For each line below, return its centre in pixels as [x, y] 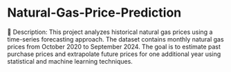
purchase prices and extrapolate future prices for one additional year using [114, 54]
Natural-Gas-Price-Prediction [94, 13]
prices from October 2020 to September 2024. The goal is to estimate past [114, 46]
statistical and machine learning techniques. [70, 61]
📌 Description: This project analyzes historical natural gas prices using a [110, 32]
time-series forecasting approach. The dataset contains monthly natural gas [115, 39]
